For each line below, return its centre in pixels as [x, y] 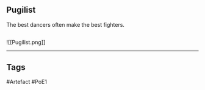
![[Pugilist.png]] [26, 43]
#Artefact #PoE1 [27, 82]
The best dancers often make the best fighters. [66, 24]
